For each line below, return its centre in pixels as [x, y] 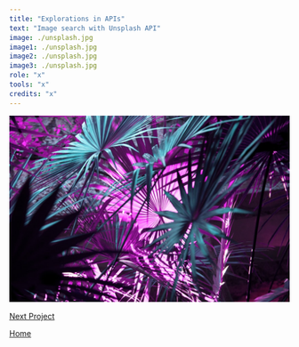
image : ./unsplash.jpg [51, 37]
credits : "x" [33, 93]
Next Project [32, 317]
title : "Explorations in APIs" [67, 19]
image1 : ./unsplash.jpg [53, 47]
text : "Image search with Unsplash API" [85, 28]
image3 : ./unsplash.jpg [53, 66]
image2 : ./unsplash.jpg [53, 56]
